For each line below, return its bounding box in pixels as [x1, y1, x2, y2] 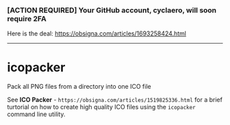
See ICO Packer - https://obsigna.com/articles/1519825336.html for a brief [7, 96, 222, 104]
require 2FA [7, 14, 47, 23]
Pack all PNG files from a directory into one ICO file [7, 83, 152, 91]
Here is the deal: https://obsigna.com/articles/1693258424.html [7, 29, 187, 38]
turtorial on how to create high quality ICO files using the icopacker [7, 103, 196, 111]
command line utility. [7, 110, 66, 118]
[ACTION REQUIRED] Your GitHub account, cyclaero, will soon [7, 5, 217, 15]
